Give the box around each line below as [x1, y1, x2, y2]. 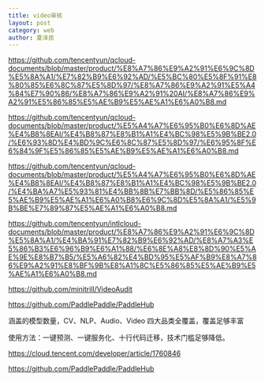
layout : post [8, 19, 51, 27]
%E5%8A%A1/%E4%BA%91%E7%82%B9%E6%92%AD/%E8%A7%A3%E [8, 236, 254, 245]
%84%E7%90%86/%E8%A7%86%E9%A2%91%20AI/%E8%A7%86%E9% [8, 89, 256, 99]
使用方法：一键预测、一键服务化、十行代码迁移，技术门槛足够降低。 [8, 333, 230, 342]
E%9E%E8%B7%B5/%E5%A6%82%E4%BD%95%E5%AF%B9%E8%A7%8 [8, 252, 257, 262]
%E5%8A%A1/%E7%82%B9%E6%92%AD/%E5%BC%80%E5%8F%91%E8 [8, 72, 257, 81]
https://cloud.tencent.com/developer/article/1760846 [8, 349, 181, 358]
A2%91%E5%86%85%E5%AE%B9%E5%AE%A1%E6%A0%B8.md [8, 97, 227, 107]
